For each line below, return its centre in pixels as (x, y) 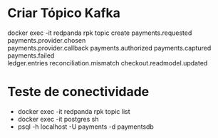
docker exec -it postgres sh (58, 119)
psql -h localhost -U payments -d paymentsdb (86, 127)
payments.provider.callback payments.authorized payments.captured (109, 48)
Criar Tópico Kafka (64, 13)
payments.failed (31, 55)
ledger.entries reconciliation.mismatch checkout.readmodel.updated (108, 63)
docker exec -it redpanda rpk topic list (74, 111)
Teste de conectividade (78, 92)
